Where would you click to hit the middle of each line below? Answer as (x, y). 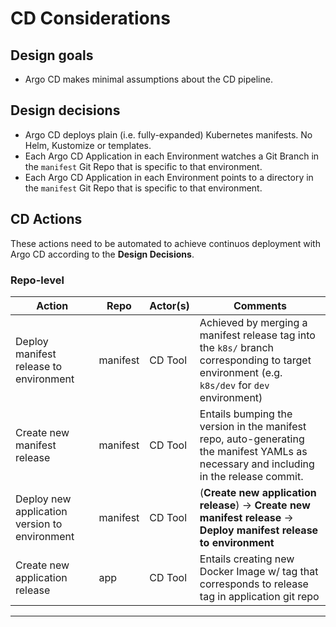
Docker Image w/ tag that (259, 571)
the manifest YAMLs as (253, 451)
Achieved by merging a (253, 322)
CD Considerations (90, 18)
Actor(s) (169, 305)
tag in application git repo (259, 596)
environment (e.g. (241, 372)
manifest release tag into (257, 335)
